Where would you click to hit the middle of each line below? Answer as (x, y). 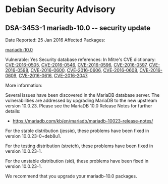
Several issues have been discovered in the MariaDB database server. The (82, 95)
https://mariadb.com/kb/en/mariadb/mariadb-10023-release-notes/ (83, 121)
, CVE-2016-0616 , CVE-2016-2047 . (52, 76)
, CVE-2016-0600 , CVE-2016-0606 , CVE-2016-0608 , (83, 70)
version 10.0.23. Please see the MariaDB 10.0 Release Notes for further (79, 106)
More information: (24, 85)
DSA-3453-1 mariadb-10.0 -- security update (78, 28)
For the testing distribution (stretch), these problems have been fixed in (79, 146)
